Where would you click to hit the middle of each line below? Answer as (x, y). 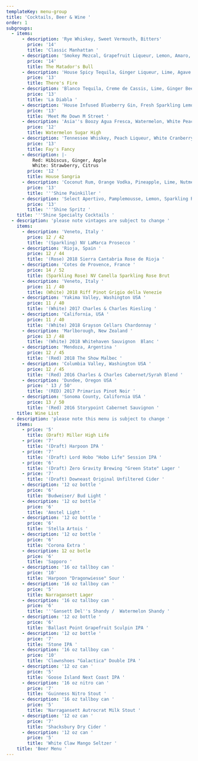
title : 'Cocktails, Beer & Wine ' (49, 17)
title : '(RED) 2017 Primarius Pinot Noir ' (81, 391)
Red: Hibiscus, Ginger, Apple (70, 160)
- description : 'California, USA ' (65, 314)
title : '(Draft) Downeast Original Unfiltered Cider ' (96, 479)
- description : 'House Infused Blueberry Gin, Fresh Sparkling (101, 105)
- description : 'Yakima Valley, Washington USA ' (84, 298)
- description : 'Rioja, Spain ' (61, 248)
